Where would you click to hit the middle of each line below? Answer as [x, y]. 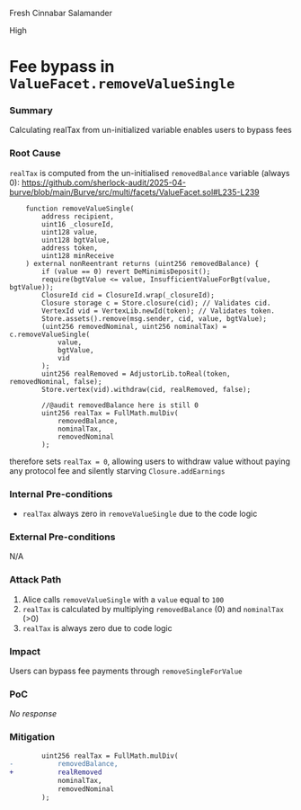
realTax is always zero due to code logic [97, 628]
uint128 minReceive [78, 255]
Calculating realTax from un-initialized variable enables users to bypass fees [150, 130]
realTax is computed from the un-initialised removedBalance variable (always [150, 173]
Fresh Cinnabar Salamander [61, 13]
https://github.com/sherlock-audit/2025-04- [104, 182]
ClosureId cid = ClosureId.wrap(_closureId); [128, 295]
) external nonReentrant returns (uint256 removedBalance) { [142, 263]
